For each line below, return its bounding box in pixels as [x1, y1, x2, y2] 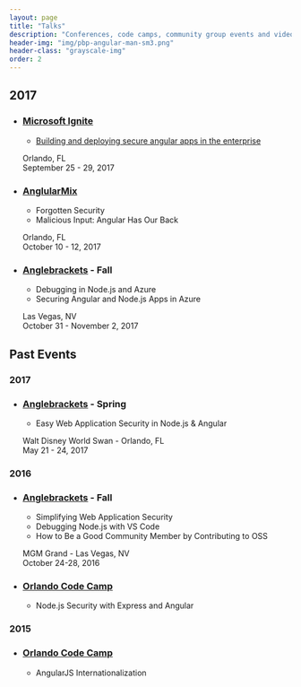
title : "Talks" [9, 22, 66, 30]
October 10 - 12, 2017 [21, 241, 101, 252]
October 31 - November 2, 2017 [21, 320, 139, 332]
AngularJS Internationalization [35, 667, 147, 678]
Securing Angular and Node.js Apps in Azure [35, 293, 202, 305]
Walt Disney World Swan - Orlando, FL [21, 435, 165, 446]
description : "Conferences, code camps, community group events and [9, 30, 271, 39]
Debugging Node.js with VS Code [35, 521, 160, 532]
